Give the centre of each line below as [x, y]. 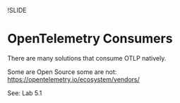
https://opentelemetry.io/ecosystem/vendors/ [73, 79]
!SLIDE [17, 10]
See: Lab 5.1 [25, 93]
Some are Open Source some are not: [62, 72]
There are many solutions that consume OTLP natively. [87, 58]
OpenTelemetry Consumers [90, 39]
